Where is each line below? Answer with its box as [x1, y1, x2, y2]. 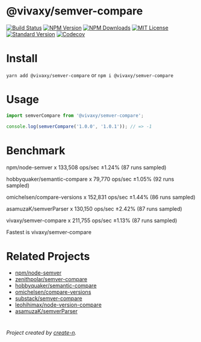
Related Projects [6, 249, 90, 263]
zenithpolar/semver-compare [14, 276, 88, 283]
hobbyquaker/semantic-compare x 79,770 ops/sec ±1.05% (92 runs [6, 175, 175, 182]
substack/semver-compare [14, 295, 82, 302]
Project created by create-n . [6, 329, 77, 336]
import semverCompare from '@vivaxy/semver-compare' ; [6, 113, 144, 119]
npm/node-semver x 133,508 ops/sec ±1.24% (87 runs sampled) [6, 164, 167, 171]
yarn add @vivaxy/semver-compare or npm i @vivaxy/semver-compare [6, 71, 173, 79]
